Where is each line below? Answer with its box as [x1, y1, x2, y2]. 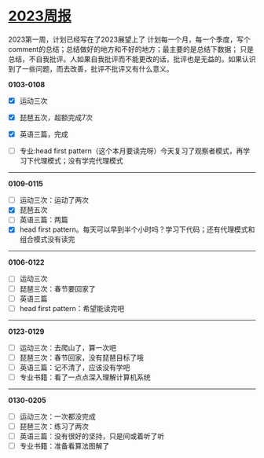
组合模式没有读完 [19, 235, 75, 244]
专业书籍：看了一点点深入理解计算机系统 [19, 372, 151, 382]
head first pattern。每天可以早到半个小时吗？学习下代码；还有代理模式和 [19, 225, 255, 234]
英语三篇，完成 [19, 130, 68, 139]
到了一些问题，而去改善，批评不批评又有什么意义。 [8, 64, 174, 73]
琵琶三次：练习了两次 [19, 422, 89, 431]
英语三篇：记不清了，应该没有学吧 [19, 362, 130, 372]
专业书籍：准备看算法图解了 [19, 442, 110, 451]
